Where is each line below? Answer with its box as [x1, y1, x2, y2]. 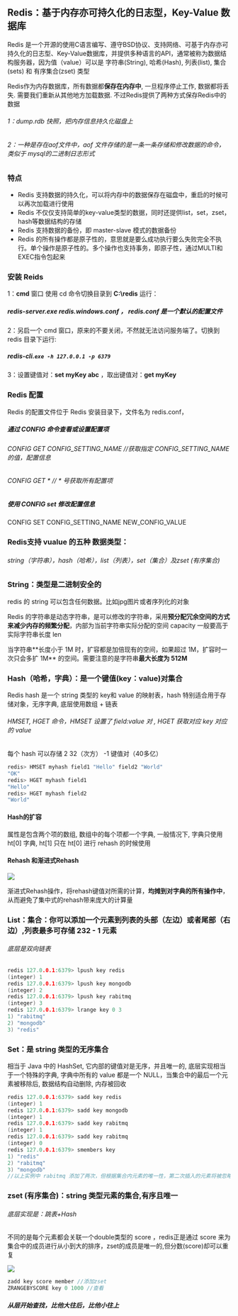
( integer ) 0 [7, 1140, 42, 1147]
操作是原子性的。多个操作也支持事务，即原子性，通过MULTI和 [42, 244, 223, 252]
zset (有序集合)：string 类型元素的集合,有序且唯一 [7, 1190, 178, 1200]
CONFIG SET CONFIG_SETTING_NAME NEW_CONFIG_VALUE [7, 518, 186, 527]
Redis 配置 [7, 390, 44, 400]
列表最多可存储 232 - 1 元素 [24, 925, 117, 935]
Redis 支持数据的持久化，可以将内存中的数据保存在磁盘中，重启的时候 [17, 191, 222, 199]
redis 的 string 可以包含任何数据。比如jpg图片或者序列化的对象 [7, 597, 190, 606]
